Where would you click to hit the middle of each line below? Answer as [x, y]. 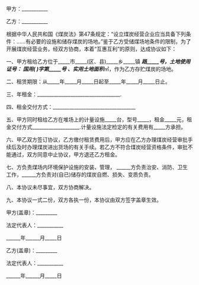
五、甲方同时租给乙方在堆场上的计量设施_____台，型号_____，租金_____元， [97, 120]
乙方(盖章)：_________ [32, 250]
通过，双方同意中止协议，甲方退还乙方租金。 [65, 154]
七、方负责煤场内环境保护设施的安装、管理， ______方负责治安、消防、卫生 [97, 167]
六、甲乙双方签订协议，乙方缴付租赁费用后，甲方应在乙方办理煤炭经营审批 [97, 140]
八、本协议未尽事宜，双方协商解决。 [50, 187]
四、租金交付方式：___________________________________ [71, 107]
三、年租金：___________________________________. [64, 94]
